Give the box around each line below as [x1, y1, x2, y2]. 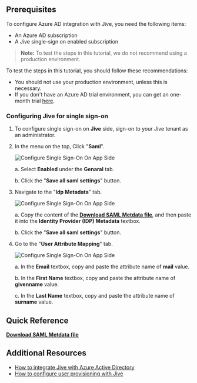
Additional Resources [6, 348, 86, 358]
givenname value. [14, 281, 59, 288]
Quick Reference [6, 315, 69, 325]
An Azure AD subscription [14, 32, 78, 39]
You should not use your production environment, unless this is [14, 78, 168, 85]
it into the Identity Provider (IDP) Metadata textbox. [14, 218, 141, 225]
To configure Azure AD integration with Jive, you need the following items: [6, 20, 186, 27]
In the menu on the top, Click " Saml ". [14, 143, 105, 150]
